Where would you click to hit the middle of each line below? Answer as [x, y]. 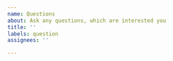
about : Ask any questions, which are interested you [87, 21]
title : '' [22, 27]
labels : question [33, 34]
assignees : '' [28, 40]
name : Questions [31, 14]
